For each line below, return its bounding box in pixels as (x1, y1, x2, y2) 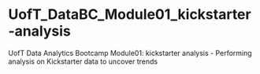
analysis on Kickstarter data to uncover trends (8, 57, 158, 66)
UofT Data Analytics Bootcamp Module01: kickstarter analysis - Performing (8, 48, 252, 57)
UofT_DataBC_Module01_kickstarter (8, 6, 251, 24)
